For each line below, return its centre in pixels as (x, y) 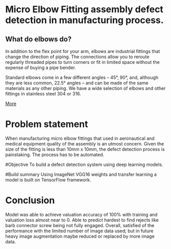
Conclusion (30, 201)
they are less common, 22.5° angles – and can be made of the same (77, 83)
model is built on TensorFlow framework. (48, 180)
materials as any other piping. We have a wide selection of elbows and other (86, 88)
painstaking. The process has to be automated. (55, 155)
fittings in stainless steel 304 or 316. (43, 94)
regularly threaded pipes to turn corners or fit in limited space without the (82, 62)
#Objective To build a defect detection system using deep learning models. (84, 164)
